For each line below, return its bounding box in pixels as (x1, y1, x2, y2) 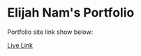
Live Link (7, 41, 34, 49)
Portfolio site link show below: (7, 28, 94, 36)
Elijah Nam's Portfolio (7, 5, 135, 21)
